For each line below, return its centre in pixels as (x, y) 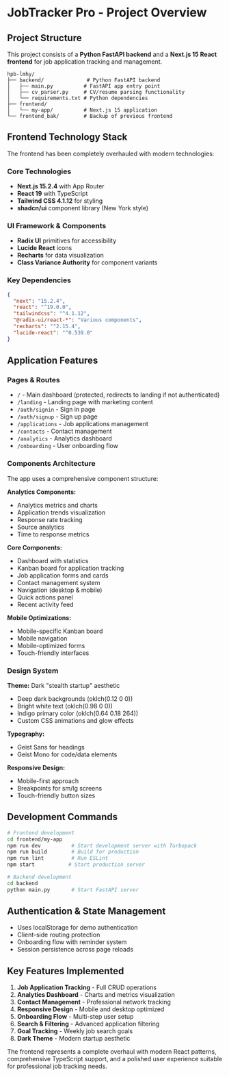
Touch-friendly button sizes (56, 795)
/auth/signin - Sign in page (56, 410)
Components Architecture (51, 464)
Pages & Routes (33, 380)
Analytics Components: (42, 492)
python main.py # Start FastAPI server (73, 890)
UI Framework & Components (57, 226)
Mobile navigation (42, 638)
